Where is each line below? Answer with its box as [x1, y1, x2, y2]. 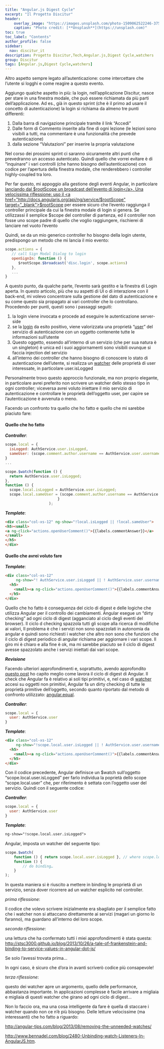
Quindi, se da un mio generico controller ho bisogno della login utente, [5, 232, 146, 238]
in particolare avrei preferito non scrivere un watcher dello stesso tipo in [5, 380, 150, 386]
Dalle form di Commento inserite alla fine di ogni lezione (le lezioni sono [12, 125, 156, 131]
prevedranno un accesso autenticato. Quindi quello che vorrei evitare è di [5, 156, 153, 162]
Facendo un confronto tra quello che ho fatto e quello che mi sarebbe [5, 405, 145, 411]
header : [5, 16, 21, 21]
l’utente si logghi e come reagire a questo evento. [5, 80, 104, 86]
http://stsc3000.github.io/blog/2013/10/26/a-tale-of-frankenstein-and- [5, 941, 147, 947]
